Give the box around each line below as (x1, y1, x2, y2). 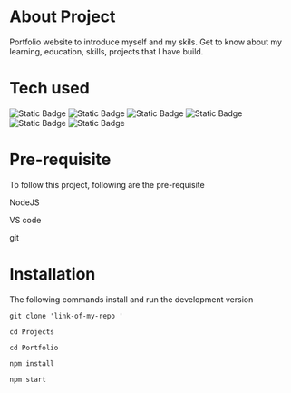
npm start (9, 375, 47, 384)
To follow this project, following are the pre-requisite (9, 179, 206, 190)
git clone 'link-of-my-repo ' (9, 311, 124, 320)
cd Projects (9, 327, 54, 337)
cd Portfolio (9, 343, 59, 352)
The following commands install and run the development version (9, 293, 254, 305)
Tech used (9, 78, 91, 99)
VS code (9, 214, 42, 225)
